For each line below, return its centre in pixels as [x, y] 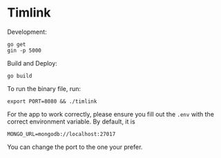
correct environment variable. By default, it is [71, 121]
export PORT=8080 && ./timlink [52, 101]
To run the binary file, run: [44, 88]
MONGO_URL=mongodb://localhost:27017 [61, 134]
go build [20, 76]
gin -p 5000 [24, 50]
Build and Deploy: [32, 63]
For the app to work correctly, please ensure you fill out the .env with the [110, 114]
